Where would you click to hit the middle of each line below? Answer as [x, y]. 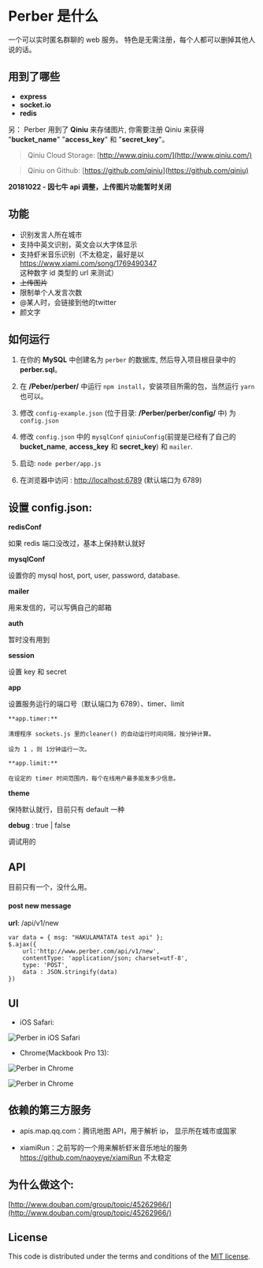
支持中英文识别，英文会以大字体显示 [78, 244]
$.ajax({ [22, 945]
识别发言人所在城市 [51, 235]
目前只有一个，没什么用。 [50, 887]
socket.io [35, 104]
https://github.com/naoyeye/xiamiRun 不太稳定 [95, 1157]
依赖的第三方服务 [50, 1110]
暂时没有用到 [29, 640]
